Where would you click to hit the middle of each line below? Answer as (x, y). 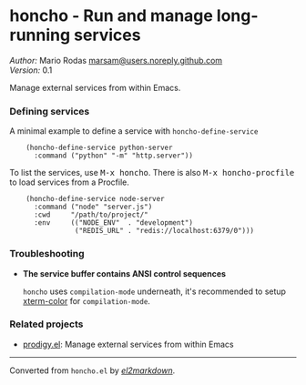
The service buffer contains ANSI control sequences (124, 273)
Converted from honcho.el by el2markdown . (92, 370)
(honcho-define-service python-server (99, 148)
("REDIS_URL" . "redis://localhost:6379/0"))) (164, 231)
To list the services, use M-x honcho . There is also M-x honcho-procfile (152, 173)
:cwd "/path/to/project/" (91, 215)
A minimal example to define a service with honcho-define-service (134, 131)
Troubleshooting (47, 254)
